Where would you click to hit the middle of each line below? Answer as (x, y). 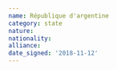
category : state (35, 23)
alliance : (25, 46)
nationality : (30, 38)
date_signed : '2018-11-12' (53, 53)
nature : (21, 31)
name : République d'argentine (59, 16)
